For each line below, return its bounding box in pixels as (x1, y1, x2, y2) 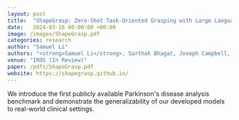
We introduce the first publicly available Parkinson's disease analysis (7, 89, 210, 98)
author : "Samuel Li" (7, 43, 69, 50)
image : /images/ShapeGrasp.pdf (7, 30, 100, 38)
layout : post (7, 10, 46, 18)
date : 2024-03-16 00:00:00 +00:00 (7, 23, 116, 31)
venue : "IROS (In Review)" (7, 57, 87, 64)
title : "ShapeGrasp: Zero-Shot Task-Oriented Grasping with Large (7, 17, 212, 24)
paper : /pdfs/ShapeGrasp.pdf (7, 63, 94, 70)
